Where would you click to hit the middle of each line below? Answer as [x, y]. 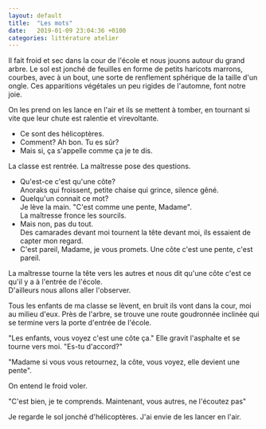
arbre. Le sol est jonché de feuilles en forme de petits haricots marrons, [125, 69]
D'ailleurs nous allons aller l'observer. [70, 290]
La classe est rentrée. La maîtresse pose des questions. [100, 166]
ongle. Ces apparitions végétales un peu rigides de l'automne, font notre [127, 86]
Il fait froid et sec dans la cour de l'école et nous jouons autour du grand [127, 61]
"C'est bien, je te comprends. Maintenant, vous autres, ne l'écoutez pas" [127, 401]
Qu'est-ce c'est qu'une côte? [67, 182]
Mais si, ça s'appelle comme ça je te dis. [86, 151]
